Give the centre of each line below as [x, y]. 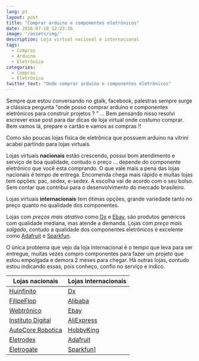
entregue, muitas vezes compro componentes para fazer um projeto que [95, 254]
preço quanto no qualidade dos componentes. [63, 205]
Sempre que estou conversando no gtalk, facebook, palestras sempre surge [99, 101]
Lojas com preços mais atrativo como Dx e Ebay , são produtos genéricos [96, 217]
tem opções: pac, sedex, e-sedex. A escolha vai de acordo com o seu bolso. [100, 181]
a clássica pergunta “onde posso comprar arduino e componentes [87, 107]
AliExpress [83, 320]
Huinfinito [23, 291]
